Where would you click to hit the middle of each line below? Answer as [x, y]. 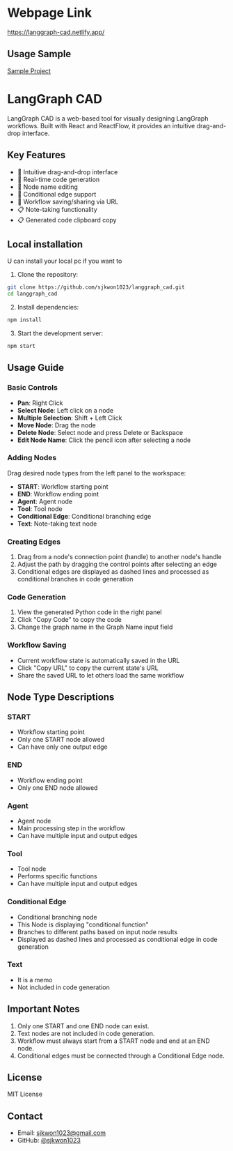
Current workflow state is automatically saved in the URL [98, 660]
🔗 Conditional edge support [57, 194]
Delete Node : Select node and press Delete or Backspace [100, 432]
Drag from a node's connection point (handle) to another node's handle [120, 557]
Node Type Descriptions [61, 698]
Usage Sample [39, 54]
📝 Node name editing [47, 187]
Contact [25, 1116]
